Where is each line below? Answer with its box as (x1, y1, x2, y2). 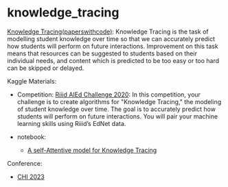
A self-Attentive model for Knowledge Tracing (27, 146, 157, 154)
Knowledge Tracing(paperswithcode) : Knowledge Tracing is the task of (7, 27, 209, 36)
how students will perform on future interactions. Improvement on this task (7, 42, 218, 50)
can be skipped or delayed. (7, 64, 84, 72)
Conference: (7, 159, 43, 167)
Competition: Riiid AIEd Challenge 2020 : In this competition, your (16, 90, 201, 99)
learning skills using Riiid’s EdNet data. (16, 119, 126, 127)
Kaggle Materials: (7, 77, 57, 85)
